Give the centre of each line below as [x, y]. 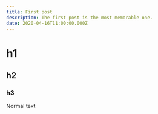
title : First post [29, 12]
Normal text [21, 106]
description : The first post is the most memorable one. [80, 18]
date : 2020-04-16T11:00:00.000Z [47, 23]
